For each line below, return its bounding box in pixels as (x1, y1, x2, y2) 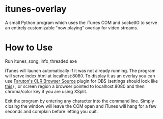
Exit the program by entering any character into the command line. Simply (5, 98, 155, 104)
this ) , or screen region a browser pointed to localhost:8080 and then (5, 83, 145, 89)
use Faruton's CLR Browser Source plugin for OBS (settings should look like (5, 78, 158, 84)
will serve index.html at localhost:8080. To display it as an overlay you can (5, 72, 156, 79)
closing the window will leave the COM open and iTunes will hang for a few (5, 103, 157, 109)
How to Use (5, 42, 53, 53)
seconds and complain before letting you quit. (5, 108, 98, 114)
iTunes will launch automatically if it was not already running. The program (5, 68, 156, 73)
